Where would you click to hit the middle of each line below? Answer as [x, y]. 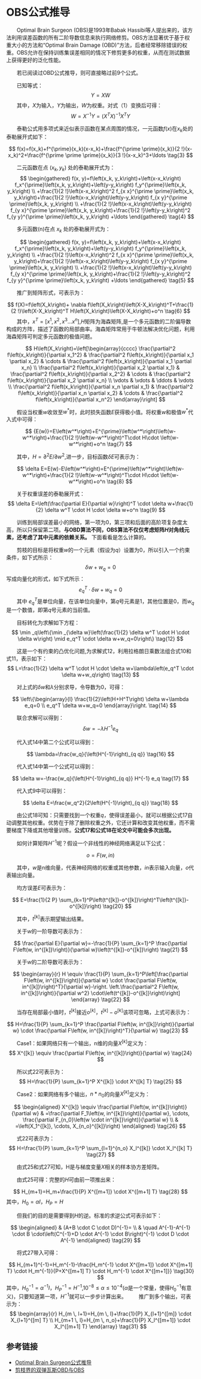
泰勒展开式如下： [27, 137]
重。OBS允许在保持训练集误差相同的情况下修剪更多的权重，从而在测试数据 [98, 52]
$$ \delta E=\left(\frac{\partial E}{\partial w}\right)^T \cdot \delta [87, 503]
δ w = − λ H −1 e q [100, 728]
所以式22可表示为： [41, 1072]
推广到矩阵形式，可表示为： [51, 292]
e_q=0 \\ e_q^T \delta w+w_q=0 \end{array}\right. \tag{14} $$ [100, 705]
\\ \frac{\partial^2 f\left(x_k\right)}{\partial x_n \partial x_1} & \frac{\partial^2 [100, 387]
